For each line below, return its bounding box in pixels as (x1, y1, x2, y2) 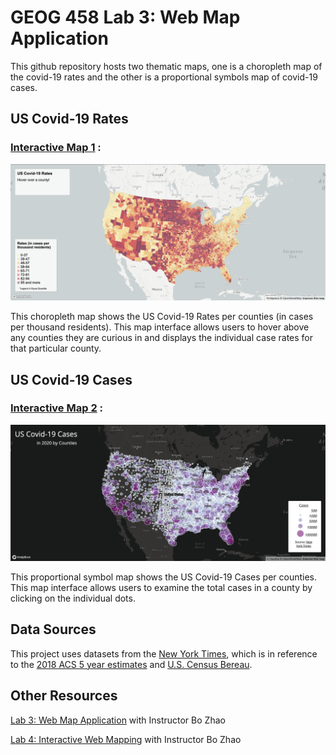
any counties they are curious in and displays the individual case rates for (10, 332, 314, 344)
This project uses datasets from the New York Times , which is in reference (10, 647, 318, 660)
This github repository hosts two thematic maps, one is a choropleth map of (10, 60, 323, 72)
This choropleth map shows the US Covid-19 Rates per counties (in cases (10, 311, 314, 323)
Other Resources (10, 687, 118, 705)
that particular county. (10, 342, 102, 355)
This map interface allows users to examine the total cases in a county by (10, 581, 313, 593)
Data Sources (10, 621, 97, 638)
